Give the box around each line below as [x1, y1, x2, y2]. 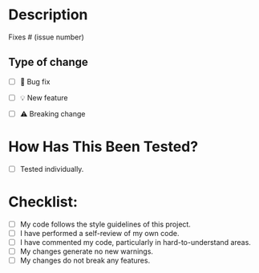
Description [8, 6, 88, 24]
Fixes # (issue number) [8, 32, 84, 42]
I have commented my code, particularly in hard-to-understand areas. [19, 238, 251, 247]
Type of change [8, 55, 88, 69]
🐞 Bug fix [19, 76, 51, 86]
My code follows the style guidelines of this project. [19, 219, 191, 229]
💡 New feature [19, 92, 68, 102]
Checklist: [8, 193, 79, 211]
